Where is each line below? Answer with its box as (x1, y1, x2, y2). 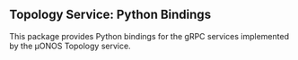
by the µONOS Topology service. (9, 40, 132, 51)
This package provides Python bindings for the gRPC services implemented (9, 30, 290, 41)
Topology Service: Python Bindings (9, 7, 212, 22)
